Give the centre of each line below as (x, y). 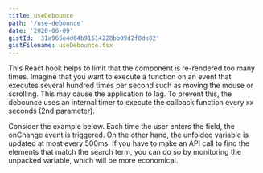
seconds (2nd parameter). (51, 111)
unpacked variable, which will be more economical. (93, 160)
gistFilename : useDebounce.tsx (61, 46)
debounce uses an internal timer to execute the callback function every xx (131, 103)
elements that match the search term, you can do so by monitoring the (125, 152)
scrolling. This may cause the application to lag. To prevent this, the (120, 94)
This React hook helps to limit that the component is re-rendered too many (132, 68)
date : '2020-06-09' (41, 30)
